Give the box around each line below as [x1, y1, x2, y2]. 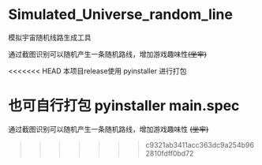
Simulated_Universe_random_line [8, 6, 233, 24]
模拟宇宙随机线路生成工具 [8, 32, 92, 42]
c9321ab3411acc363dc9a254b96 [145, 140, 255, 149]
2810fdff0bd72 [145, 148, 194, 158]
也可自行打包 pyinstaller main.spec [8, 97, 240, 115]
